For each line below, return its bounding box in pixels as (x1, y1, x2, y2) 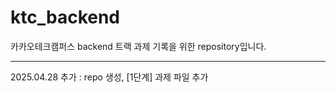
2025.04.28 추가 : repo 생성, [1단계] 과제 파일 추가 (10, 71, 209, 83)
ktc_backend (10, 6, 120, 29)
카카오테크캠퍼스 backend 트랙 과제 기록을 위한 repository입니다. (10, 40, 267, 52)
